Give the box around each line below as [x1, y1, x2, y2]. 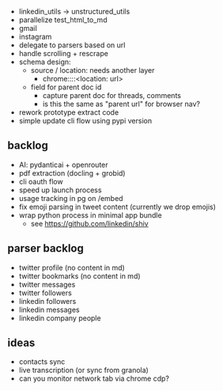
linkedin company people [18, 313, 101, 323]
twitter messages [18, 279, 76, 289]
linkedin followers [18, 296, 77, 306]
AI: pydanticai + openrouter [18, 160, 108, 169]
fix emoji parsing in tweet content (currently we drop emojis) [18, 202, 217, 211]
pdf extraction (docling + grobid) [18, 168, 126, 177]
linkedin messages [18, 305, 80, 314]
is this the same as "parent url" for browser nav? [42, 99, 201, 108]
